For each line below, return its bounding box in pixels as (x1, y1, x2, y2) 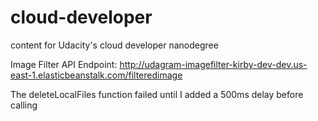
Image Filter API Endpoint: (10, 58, 118, 70)
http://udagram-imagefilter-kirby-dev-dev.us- (119, 58, 308, 70)
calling (10, 99, 38, 111)
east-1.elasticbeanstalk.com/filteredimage (10, 69, 183, 81)
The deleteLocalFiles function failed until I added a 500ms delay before (10, 88, 304, 100)
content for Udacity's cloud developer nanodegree (10, 39, 219, 51)
